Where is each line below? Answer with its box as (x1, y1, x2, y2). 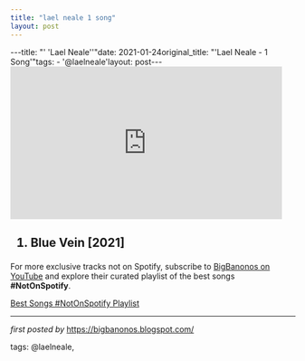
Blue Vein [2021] (30, 234, 125, 250)
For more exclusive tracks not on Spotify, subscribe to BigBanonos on (10, 261, 271, 271)
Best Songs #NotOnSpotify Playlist (10, 298, 139, 309)
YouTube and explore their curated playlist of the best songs (10, 271, 235, 281)
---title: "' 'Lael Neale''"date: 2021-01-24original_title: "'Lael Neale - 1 (10, 46, 268, 57)
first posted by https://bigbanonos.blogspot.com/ (10, 323, 195, 335)
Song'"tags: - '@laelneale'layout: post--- (10, 56, 163, 67)
